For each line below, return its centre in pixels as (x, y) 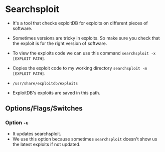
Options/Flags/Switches (44, 108)
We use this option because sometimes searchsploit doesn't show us (85, 139)
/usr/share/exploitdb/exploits (45, 83)
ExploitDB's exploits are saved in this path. (56, 92)
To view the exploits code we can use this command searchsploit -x (84, 53)
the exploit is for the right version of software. (60, 43)
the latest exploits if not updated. (46, 144)
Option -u (17, 122)
